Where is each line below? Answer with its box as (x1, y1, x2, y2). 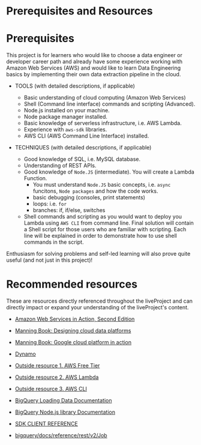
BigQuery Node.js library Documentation (14, 408, 116, 416)
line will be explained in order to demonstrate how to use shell (23, 232, 177, 240)
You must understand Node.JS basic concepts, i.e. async (32, 181, 171, 189)
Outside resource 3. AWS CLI (14, 386, 87, 393)
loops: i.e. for (32, 200, 67, 208)
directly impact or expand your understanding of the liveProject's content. (6, 304, 189, 311)
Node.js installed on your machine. (23, 107, 110, 114)
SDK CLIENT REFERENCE (14, 420, 78, 428)
